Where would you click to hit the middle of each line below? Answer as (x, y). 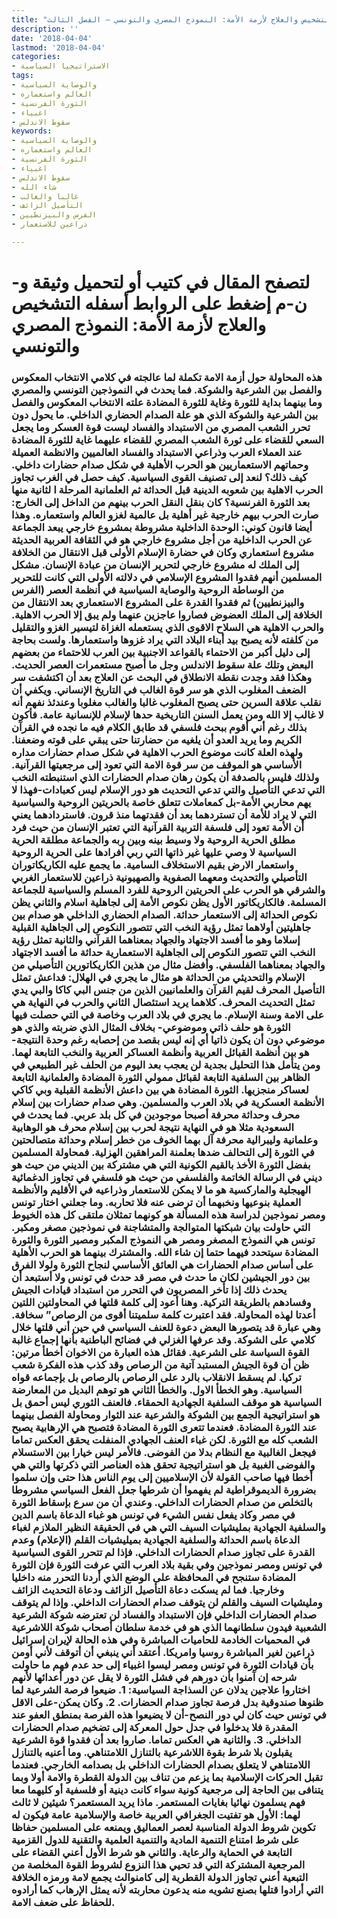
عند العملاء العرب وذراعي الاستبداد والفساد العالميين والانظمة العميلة (157, 452)
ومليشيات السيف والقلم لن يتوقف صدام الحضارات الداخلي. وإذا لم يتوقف (167, 1602)
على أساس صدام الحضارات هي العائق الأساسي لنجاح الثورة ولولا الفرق (162, 1264)
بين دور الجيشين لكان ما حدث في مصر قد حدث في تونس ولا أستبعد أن (161, 1277)
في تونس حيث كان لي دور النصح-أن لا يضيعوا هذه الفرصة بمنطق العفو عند (169, 1714)
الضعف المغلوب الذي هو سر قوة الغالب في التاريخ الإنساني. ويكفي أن (159, 689)
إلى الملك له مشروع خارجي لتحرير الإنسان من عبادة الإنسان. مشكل (155, 564)
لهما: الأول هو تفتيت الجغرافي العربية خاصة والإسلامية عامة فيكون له (156, 1814)
